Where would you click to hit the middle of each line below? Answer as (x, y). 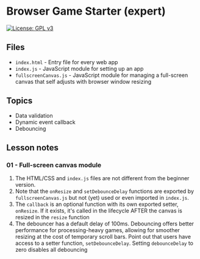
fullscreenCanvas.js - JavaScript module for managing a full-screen (102, 75)
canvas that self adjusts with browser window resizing (83, 81)
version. (25, 185)
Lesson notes (33, 148)
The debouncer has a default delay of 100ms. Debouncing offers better (104, 224)
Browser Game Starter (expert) (86, 11)
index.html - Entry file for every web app (66, 62)
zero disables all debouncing (51, 250)
